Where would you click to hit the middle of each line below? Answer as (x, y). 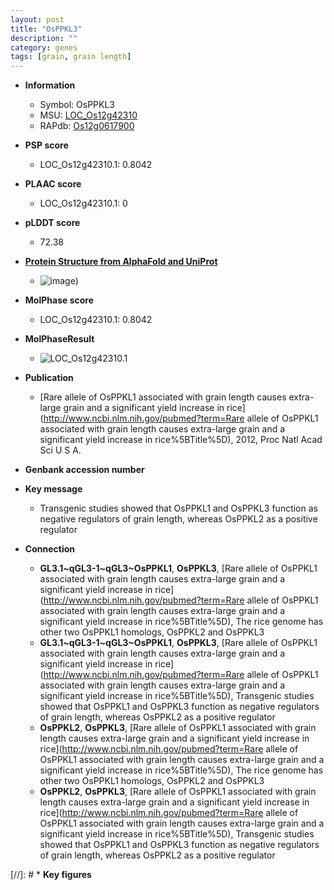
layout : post (37, 19)
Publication (49, 378)
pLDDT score (52, 223)
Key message (53, 489)
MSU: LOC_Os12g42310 (88, 115)
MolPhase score (59, 300)
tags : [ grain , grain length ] (71, 57)
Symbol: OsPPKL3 (77, 105)
